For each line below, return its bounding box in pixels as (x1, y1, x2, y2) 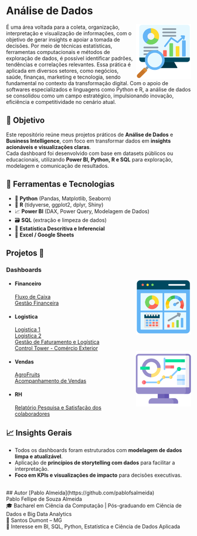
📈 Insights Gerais (6, 428, 72, 438)
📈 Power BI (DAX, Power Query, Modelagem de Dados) (14, 207, 150, 215)
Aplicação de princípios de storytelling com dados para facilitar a (14, 459, 175, 466)
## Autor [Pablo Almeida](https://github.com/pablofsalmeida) (6, 489, 155, 496)
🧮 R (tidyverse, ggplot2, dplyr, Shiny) (14, 201, 104, 208)
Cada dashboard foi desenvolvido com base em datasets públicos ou (6, 150, 174, 157)
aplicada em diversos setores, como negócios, (6, 67, 119, 74)
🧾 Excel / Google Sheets (14, 231, 74, 238)
